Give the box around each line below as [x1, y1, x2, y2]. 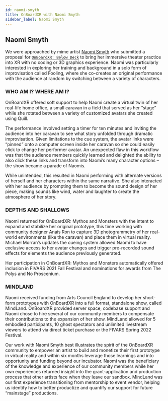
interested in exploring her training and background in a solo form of [5, 65, 147, 71]
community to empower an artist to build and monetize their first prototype [5, 347, 160, 353]
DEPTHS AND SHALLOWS [5, 207, 69, 214]
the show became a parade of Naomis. [5, 163, 86, 169]
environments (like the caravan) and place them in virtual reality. [18, 234, 151, 240]
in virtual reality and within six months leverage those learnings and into [5, 353, 154, 359]
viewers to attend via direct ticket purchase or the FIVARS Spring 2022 [5, 327, 152, 333]
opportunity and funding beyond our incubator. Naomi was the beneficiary [5, 358, 159, 364]
